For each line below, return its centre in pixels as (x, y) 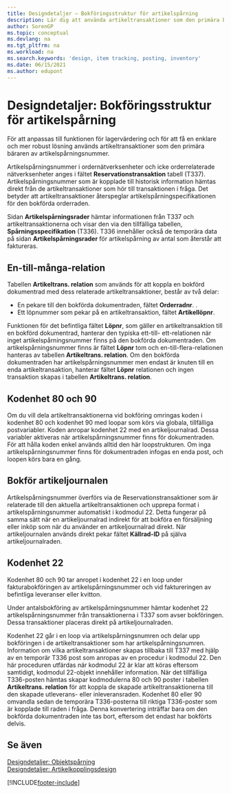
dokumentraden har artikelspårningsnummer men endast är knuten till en (111, 362)
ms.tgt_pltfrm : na (33, 45)
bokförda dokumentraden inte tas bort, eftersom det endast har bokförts (109, 716)
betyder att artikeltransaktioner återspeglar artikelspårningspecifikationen (112, 196)
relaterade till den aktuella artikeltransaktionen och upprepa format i (103, 504)
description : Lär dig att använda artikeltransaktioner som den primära (113, 20)
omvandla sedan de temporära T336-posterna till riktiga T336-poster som (112, 701)
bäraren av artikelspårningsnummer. (58, 154)
